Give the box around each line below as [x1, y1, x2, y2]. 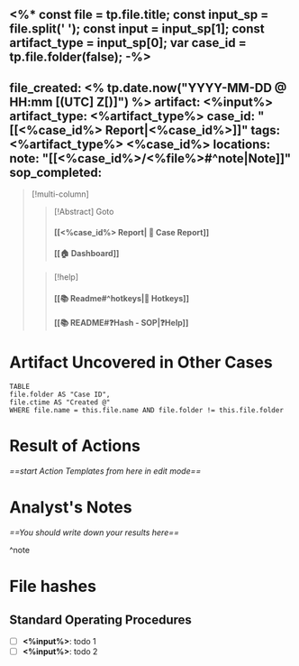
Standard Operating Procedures [9, 612, 192, 627]
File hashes [9, 577, 97, 597]
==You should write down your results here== [9, 527, 180, 538]
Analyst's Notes [9, 497, 132, 518]
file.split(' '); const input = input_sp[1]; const [9, 22, 265, 37]
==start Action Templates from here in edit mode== [9, 466, 202, 476]
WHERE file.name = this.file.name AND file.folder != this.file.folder [9, 406, 284, 415]
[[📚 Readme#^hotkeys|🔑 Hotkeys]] [53, 292, 189, 303]
